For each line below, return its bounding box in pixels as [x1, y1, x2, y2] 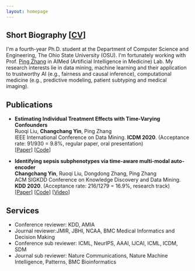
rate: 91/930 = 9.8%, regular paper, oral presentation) [14, 140, 144, 147]
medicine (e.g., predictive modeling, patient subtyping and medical [6, 77, 167, 84]
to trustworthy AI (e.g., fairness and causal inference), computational [6, 71, 172, 78]
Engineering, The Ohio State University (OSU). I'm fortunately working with [6, 52, 186, 59]
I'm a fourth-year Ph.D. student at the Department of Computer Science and [6, 46, 189, 53]
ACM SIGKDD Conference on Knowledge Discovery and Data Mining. [14, 176, 181, 183]
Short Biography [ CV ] [6, 30, 86, 40]
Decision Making [14, 234, 55, 241]
